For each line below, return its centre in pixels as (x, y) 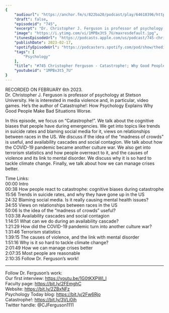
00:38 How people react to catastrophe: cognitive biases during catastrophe (84, 189)
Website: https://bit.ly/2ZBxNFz (38, 289)
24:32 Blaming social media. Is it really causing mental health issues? (77, 199)
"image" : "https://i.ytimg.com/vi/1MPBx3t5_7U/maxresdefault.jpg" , (86, 33)
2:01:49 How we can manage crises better (49, 248)
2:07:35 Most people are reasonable (43, 253)
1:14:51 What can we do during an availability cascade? (62, 221)
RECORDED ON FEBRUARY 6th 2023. (44, 89)
